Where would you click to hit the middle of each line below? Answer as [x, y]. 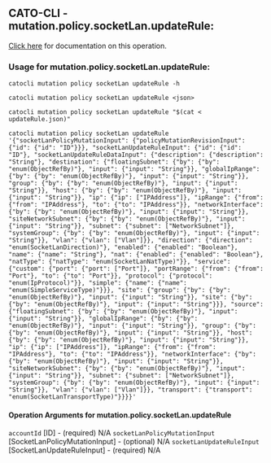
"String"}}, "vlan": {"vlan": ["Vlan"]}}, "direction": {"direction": [131, 240]
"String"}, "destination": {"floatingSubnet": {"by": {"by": [114, 162]
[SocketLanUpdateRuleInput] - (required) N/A [85, 450]
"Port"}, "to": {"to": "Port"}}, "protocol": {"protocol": [111, 276]
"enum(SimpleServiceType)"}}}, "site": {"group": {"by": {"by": [120, 290]
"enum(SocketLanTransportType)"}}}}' [72, 397]
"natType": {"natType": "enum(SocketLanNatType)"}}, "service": [120, 262]
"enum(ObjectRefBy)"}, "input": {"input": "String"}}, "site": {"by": [131, 297]
